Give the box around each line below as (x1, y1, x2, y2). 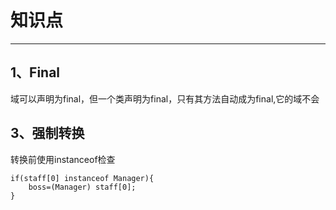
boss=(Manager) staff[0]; (28, 182, 137, 192)
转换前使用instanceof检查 (10, 153, 116, 165)
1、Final (10, 64, 61, 81)
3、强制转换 (10, 125, 85, 142)
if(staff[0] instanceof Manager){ (10, 173, 155, 183)
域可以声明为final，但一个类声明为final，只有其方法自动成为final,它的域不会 (10, 92, 320, 105)
